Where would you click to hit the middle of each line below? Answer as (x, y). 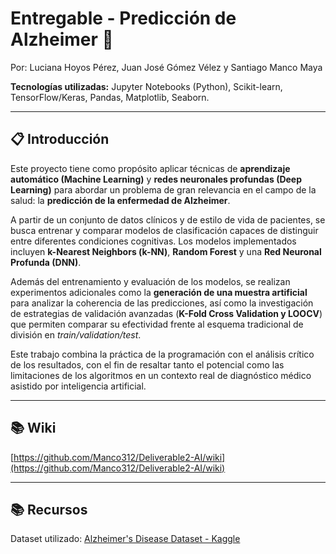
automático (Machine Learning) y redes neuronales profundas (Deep (156, 179)
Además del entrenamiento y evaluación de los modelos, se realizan (150, 281)
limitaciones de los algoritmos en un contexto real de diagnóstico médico (161, 375)
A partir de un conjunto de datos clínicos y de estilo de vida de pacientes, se (168, 219)
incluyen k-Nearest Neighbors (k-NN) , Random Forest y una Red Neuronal (166, 251)
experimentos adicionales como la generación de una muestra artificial (159, 292)
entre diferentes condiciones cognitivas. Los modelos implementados (153, 241)
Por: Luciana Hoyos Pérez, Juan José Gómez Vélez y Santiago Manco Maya (166, 67)
